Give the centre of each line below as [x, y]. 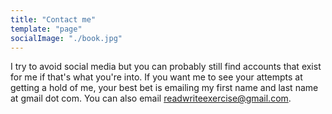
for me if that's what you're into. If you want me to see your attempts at [156, 77]
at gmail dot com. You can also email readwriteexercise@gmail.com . [151, 98]
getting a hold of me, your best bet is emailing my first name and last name [164, 88]
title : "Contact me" [53, 19]
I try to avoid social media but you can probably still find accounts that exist [166, 67]
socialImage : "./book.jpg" [66, 38]
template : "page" [46, 29]
